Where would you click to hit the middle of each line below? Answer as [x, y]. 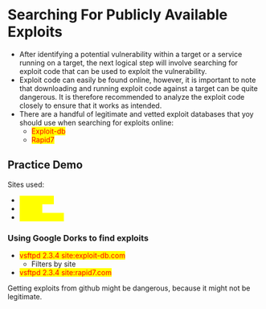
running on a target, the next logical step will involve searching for [129, 63]
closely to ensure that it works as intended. [90, 105]
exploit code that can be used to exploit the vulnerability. [113, 71]
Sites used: [26, 184]
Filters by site [53, 264]
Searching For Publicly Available [118, 15]
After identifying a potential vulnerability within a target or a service [131, 54]
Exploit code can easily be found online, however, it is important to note [137, 80]
